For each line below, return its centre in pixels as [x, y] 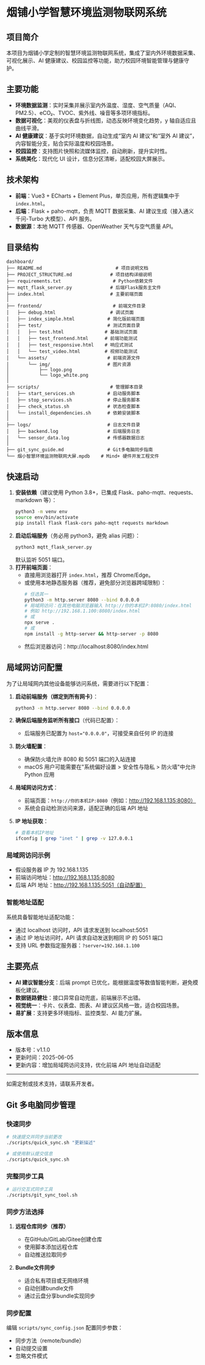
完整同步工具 [25, 1176]
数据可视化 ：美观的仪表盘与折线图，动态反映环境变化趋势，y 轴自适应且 [106, 120]
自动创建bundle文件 [49, 1288]
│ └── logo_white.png [47, 375]
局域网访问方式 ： [37, 788]
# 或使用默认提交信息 [30, 1153]
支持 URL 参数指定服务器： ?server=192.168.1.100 [77, 945]
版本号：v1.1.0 [33, 1050]
